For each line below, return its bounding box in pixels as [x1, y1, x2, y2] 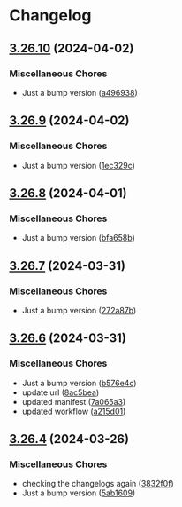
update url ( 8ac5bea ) [21, 387, 100, 398]
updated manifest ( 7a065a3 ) [21, 396, 126, 407]
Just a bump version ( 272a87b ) [21, 305, 137, 315]
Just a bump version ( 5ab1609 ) [21, 487, 136, 498]
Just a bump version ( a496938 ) [21, 87, 139, 98]
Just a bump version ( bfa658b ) [21, 233, 135, 243]
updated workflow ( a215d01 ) [21, 406, 126, 416]
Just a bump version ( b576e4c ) [21, 377, 137, 388]
